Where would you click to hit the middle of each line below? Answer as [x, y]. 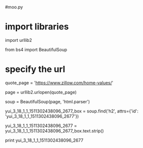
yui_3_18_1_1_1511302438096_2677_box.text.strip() [54, 130]
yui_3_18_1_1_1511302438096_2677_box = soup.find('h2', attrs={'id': [72, 111]
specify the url [35, 69]
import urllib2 [19, 40]
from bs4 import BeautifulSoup [36, 49]
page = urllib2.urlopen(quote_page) [41, 92]
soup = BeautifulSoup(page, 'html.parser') [48, 101]
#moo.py [14, 7]
